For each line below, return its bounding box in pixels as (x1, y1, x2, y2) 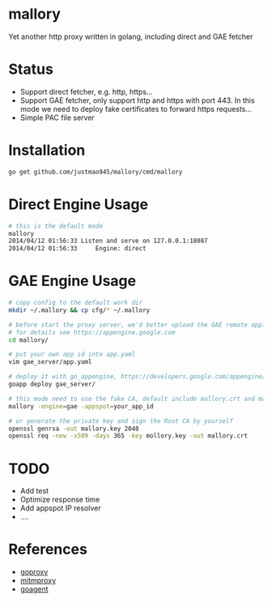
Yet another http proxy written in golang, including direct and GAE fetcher (8, 32, 253, 41)
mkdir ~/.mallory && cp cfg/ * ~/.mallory (8, 305, 151, 314)
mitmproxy (19, 576, 57, 586)
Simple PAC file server (19, 113, 95, 122)
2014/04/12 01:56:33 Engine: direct (8, 245, 147, 253)
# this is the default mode (8, 222, 104, 230)
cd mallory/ (8, 335, 49, 344)
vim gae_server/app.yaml (8, 358, 92, 366)
